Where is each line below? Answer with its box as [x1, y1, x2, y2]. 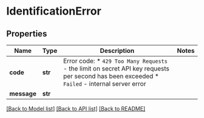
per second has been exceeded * [63, 72, 159, 80]
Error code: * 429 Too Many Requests [63, 57, 168, 65]
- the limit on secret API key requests [63, 64, 170, 72]
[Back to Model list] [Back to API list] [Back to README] [6, 105, 146, 112]
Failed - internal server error [63, 80, 146, 88]
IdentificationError [6, 4, 101, 18]
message [9, 89, 36, 98]
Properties [6, 29, 47, 39]
